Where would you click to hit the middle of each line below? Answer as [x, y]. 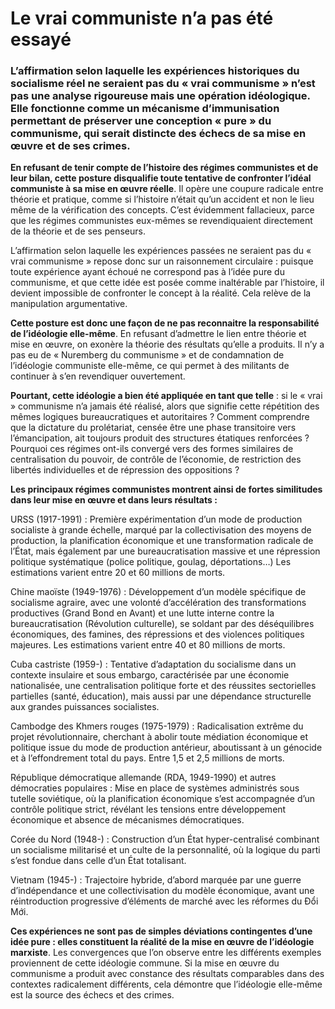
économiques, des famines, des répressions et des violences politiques [157, 634]
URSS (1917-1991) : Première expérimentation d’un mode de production [156, 519]
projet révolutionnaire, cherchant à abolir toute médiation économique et [159, 737]
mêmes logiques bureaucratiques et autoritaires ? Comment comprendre [160, 417]
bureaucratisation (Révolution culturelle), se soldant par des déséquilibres [162, 624]
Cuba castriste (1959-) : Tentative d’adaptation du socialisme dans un [153, 664]
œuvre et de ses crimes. [70, 146]
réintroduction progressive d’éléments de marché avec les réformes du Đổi [164, 901]
